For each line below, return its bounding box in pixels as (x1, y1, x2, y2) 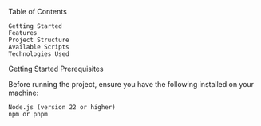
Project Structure (8, 36, 69, 44)
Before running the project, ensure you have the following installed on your (8, 80, 254, 89)
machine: (8, 88, 39, 97)
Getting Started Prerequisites (8, 64, 104, 73)
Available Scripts (8, 43, 69, 51)
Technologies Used (8, 50, 69, 58)
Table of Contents (8, 7, 68, 16)
